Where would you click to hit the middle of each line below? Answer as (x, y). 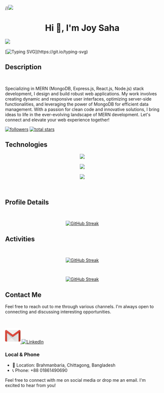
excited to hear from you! (31, 386)
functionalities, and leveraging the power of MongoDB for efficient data (77, 104)
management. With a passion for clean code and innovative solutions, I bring (82, 109)
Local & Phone (23, 354)
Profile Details (27, 202)
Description (23, 67)
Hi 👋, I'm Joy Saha (82, 28)
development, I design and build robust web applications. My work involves (81, 94)
